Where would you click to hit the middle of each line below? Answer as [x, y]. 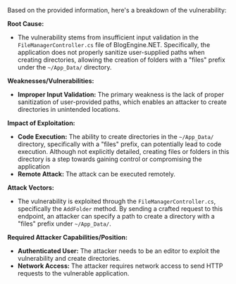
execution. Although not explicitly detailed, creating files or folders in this [123, 151]
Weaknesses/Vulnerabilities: [51, 81]
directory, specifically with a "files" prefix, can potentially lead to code [119, 144]
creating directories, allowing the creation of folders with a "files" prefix [121, 60]
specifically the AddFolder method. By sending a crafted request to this [120, 209]
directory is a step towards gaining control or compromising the [110, 159]
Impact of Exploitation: [41, 123]
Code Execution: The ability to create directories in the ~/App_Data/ [116, 137]
